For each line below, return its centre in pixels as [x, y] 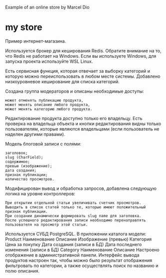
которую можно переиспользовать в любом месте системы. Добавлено [83, 76]
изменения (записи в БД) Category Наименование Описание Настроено [82, 250]
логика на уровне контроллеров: [40, 193]
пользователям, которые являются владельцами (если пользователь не [82, 129]
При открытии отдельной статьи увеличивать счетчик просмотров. [73, 203]
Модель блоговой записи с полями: [43, 143]
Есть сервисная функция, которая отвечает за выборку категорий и [78, 71]
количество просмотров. [30, 179]
